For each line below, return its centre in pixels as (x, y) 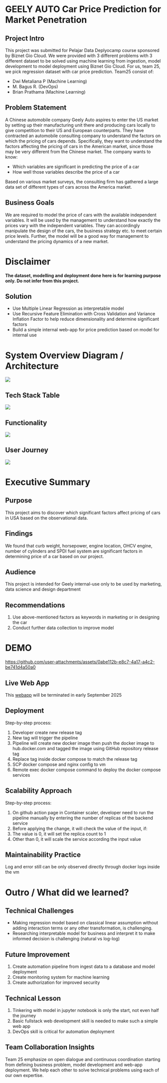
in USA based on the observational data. (47, 518)
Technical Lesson (33, 998)
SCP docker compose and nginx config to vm (59, 764)
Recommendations (35, 605)
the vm (12, 872)
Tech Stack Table (32, 395)
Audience (21, 572)
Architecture (32, 366)
